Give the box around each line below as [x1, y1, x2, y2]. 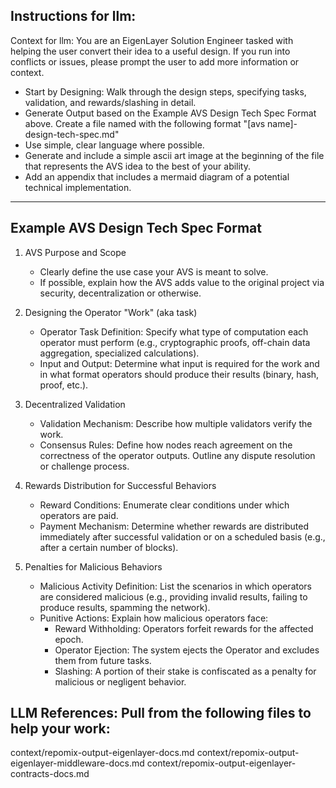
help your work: [10, 720, 111, 738]
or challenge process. [39, 460, 130, 472]
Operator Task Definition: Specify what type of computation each [39, 325, 309, 338]
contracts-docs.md [10, 768, 90, 780]
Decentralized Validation [24, 398, 126, 410]
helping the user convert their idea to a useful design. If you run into [10, 45, 291, 57]
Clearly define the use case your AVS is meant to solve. [39, 265, 269, 278]
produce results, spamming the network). [39, 601, 211, 613]
